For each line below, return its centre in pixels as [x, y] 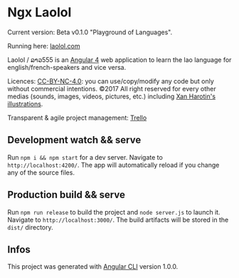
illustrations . [25, 103]
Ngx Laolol [39, 12]
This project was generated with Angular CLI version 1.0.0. [93, 267]
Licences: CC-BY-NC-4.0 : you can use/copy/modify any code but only [111, 81]
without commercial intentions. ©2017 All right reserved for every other [112, 88]
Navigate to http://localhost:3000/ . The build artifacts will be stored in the [118, 220]
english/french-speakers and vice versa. [67, 67]
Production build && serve [67, 195]
